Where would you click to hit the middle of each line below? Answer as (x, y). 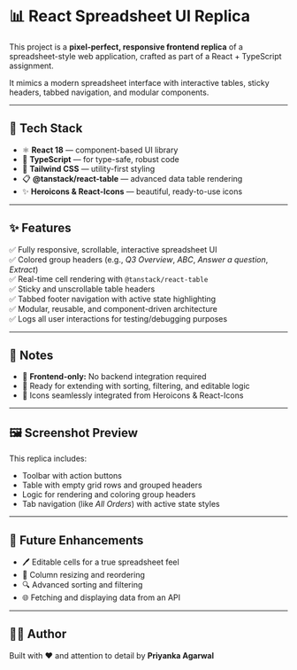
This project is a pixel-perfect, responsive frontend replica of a (126, 47)
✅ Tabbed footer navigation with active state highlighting (113, 299)
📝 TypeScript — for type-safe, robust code (100, 159)
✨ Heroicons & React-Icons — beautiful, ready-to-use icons (132, 191)
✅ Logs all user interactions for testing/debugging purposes (118, 318)
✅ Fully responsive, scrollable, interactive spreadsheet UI (113, 249)
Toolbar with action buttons (72, 476)
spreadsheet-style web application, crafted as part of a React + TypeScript (145, 56)
